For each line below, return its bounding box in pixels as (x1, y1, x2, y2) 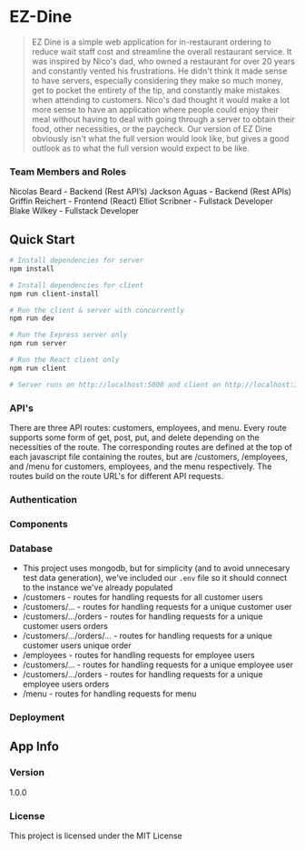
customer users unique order (22, 640, 132, 651)
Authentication (9, 493, 77, 505)
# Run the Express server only (9, 330, 128, 340)
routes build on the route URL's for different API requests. (9, 470, 224, 481)
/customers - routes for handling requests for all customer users (22, 592, 263, 603)
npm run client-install (9, 289, 100, 298)
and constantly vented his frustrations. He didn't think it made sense (31, 65, 288, 76)
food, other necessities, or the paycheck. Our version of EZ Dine (31, 123, 272, 134)
